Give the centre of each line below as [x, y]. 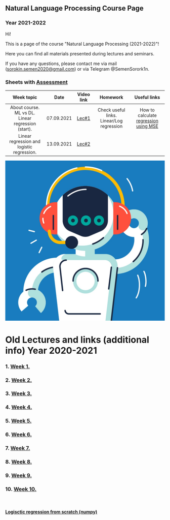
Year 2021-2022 [26, 23]
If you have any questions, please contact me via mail [61, 64]
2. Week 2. [18, 380]
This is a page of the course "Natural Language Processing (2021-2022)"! [82, 44]
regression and [25, 141]
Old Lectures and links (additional [77, 340]
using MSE [147, 126]
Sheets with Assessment [37, 82]
